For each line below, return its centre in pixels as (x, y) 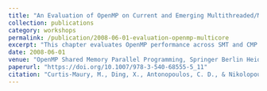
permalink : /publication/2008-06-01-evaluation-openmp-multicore (118, 38)
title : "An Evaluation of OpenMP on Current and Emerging (106, 15)
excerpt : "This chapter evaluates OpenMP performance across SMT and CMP (133, 45)
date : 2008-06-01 (37, 52)
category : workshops (43, 30)
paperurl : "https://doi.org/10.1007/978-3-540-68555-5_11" (108, 67)
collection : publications (51, 23)
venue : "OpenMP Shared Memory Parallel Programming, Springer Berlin (126, 60)
